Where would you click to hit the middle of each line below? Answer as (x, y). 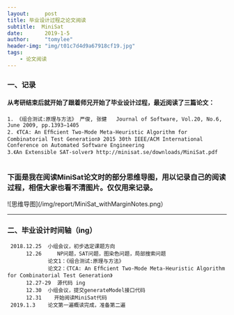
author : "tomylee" (40, 40)
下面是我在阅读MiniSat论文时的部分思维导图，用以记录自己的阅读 (117, 177)
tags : (15, 53)
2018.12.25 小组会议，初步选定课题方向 (63, 247)
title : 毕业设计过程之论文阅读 (47, 20)
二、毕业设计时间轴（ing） (52, 231)
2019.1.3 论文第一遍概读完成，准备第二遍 (68, 305)
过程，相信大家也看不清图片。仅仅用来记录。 (82, 187)
